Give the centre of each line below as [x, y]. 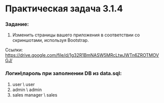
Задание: [17, 24]
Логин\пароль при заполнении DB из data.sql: [63, 74]
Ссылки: [14, 50]
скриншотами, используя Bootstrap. [50, 40]
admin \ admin [27, 90]
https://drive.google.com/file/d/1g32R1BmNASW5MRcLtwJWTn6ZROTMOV [82, 55]
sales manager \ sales [35, 95]
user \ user [23, 84]
